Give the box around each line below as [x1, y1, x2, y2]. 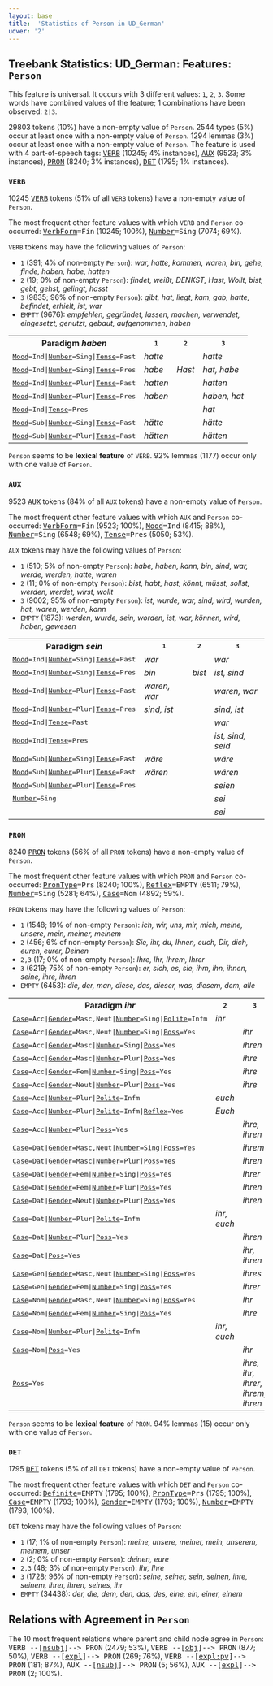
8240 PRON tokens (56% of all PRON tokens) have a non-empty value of [8, 847, 245, 857]
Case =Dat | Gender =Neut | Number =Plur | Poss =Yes [12, 1196, 176, 1205]
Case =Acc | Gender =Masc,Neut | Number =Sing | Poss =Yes [12, 1027, 197, 1036]
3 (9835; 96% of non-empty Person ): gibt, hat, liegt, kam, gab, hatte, [19, 293, 250, 302]
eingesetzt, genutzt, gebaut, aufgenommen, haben [19, 319, 191, 328]
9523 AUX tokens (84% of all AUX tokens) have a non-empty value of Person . [8, 496, 262, 506]
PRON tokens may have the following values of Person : [8, 904, 185, 914]
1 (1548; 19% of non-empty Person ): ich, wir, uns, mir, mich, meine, [19, 920, 244, 930]
